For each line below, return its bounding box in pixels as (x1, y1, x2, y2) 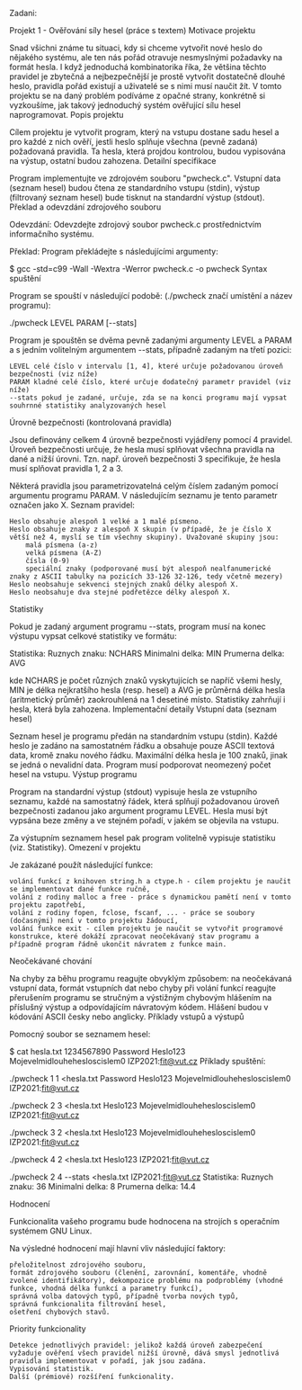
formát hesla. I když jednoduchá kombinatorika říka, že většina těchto (9, 62, 267, 72)
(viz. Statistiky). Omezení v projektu (9, 842, 141, 853)
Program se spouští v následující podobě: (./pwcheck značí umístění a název (9, 291, 293, 300)
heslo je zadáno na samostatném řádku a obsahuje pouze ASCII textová (9, 740, 276, 750)
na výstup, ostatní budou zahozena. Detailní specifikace (9, 156, 217, 166)
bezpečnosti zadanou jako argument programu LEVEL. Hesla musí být (9, 805, 268, 816)
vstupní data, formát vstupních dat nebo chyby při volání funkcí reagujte (9, 982, 277, 993)
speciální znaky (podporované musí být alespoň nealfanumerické (25, 564, 271, 573)
